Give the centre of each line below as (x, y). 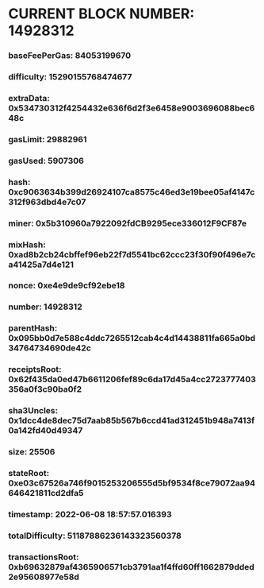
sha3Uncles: (33, 411)
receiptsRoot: (35, 369)
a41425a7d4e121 (41, 265)
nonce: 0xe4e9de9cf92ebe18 (67, 285)
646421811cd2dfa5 (46, 493)
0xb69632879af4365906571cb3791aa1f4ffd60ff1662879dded (132, 567)
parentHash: (33, 328)
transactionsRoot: (44, 557)
